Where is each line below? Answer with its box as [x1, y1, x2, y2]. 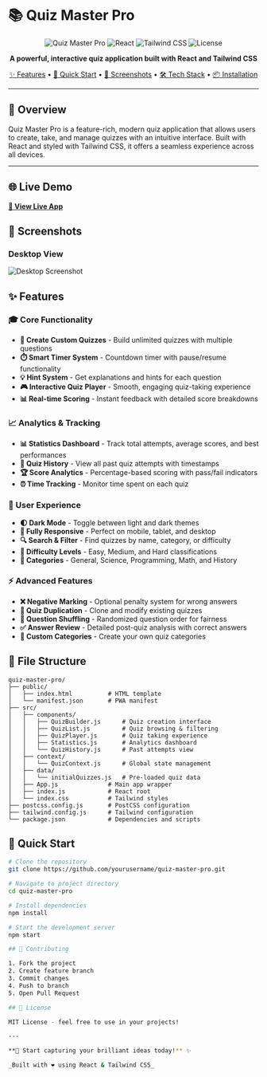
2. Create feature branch [8, 967, 94, 975]
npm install [8, 909, 48, 917]
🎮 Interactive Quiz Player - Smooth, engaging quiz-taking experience [19, 382, 251, 391]
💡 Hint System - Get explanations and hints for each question [19, 372, 222, 382]
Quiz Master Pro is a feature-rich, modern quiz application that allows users [8, 124, 256, 134]
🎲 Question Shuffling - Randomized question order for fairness [19, 614, 227, 623]
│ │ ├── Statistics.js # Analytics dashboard [8, 738, 197, 746]
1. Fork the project [8, 960, 77, 968]
